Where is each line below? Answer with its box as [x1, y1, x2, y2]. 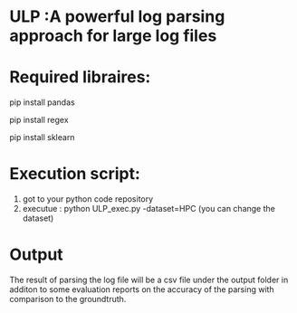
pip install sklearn [9, 132, 75, 143]
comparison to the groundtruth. [9, 294, 127, 304]
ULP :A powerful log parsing [9, 6, 225, 27]
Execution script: [9, 164, 140, 185]
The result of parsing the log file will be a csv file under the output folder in [9, 274, 289, 285]
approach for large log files [9, 25, 217, 46]
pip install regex [9, 115, 70, 126]
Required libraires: [9, 67, 151, 88]
